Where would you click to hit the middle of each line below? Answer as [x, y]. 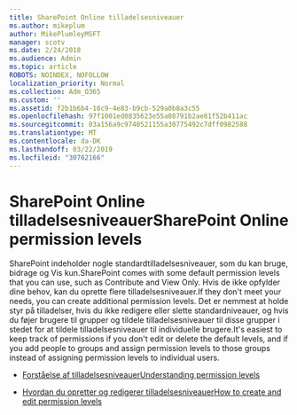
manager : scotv [37, 42]
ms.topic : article [43, 67]
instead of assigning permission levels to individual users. [114, 358]
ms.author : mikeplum [47, 26]
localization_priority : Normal [67, 83]
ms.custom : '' [35, 100]
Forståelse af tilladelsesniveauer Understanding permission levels [141, 375]
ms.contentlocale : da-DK [55, 141]
